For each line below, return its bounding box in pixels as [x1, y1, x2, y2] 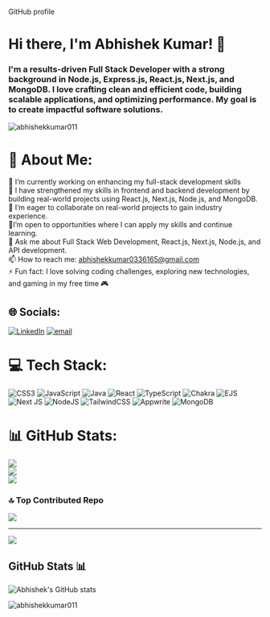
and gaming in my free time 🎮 [8, 279, 109, 288]
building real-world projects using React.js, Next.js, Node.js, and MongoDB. [8, 194, 259, 204]
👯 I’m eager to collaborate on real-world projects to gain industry [8, 203, 223, 213]
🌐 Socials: [8, 305, 61, 319]
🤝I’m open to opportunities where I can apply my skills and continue [8, 220, 233, 230]
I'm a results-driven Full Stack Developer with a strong [8, 64, 225, 75]
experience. [8, 211, 48, 221]
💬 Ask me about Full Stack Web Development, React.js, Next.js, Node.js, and [8, 237, 261, 246]
